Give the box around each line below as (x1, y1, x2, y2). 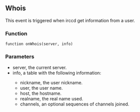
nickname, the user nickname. (20, 80, 83, 86)
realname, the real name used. (20, 96, 84, 102)
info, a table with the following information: (12, 70, 102, 76)
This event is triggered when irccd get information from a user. (5, 17, 135, 23)
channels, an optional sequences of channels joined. (20, 101, 129, 107)
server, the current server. (12, 65, 67, 71)
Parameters (5, 53, 34, 60)
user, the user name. (20, 85, 63, 91)
